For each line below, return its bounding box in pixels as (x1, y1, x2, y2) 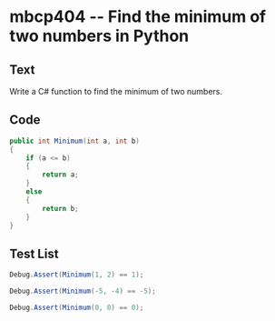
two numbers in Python (9, 25, 189, 46)
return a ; (42, 170, 79, 179)
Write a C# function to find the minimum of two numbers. (9, 86, 223, 96)
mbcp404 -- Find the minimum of (9, 6, 266, 27)
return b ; (42, 204, 79, 213)
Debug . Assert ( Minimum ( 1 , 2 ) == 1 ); (9, 270, 144, 279)
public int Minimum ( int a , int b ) (9, 136, 141, 145)
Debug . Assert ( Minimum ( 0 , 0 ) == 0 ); (9, 303, 144, 312)
